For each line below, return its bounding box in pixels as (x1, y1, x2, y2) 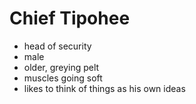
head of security (23, 40, 92, 52)
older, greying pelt (23, 61, 100, 73)
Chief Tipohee (9, 7, 131, 30)
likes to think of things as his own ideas (23, 82, 186, 94)
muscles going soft (23, 72, 103, 84)
